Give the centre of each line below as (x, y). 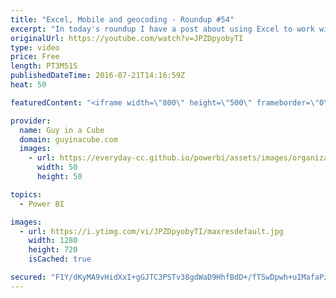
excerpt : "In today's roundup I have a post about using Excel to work (162, 29)
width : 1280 (53, 241)
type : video (35, 47)
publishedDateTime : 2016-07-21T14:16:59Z (98, 76)
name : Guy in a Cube (62, 130)
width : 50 (57, 167)
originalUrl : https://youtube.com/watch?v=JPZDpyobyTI (127, 38)
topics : (26, 194)
